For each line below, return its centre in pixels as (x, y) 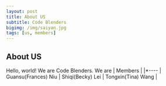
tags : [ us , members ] (31, 33)
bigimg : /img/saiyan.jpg (36, 28)
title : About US (26, 17)
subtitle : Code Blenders (36, 22)
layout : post (22, 11)
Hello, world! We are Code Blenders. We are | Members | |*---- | (84, 70)
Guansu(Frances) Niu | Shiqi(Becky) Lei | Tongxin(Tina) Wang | (82, 77)
